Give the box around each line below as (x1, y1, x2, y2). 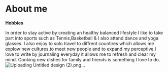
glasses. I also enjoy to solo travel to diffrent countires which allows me (5, 40, 154, 46)
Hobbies (5, 20, 24, 26)
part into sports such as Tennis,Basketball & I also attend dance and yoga (5, 35, 159, 41)
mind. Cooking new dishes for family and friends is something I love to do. (5, 56, 160, 62)
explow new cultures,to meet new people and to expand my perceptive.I (5, 46, 156, 52)
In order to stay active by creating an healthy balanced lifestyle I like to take (5, 29, 163, 35)
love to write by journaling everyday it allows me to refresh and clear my (5, 51, 156, 57)
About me (5, 3, 48, 15)
